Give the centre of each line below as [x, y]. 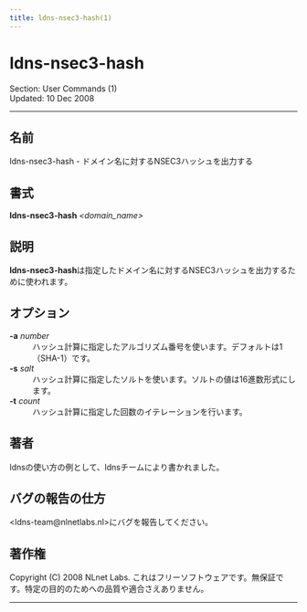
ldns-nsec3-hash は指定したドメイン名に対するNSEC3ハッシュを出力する [148, 270]
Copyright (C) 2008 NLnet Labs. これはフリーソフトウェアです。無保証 [143, 577]
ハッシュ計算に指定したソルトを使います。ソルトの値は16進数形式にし [164, 379]
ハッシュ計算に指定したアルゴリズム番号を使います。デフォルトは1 [158, 346]
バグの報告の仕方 [58, 499]
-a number [30, 335]
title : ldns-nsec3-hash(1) [61, 18]
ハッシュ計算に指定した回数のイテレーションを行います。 [140, 411]
